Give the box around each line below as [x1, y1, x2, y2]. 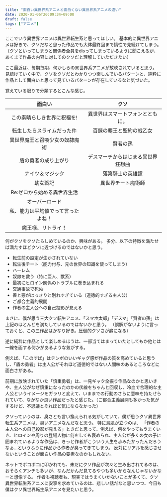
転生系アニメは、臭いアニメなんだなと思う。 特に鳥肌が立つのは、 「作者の [5, 420, 160, 426]
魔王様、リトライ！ [21, 225, 67, 232]
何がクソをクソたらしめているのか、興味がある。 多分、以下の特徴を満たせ [5, 238, 159, 244]
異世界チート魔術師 [100, 180, 145, 187]
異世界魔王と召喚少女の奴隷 [9, 136, 75, 143]
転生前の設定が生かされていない [12, 255, 78, 261]
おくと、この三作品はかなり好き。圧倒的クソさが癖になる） [9, 328, 131, 334]
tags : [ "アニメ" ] [5, 21, 39, 26]
